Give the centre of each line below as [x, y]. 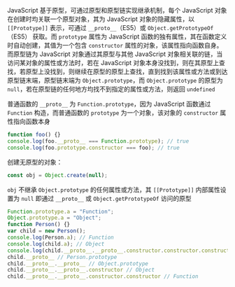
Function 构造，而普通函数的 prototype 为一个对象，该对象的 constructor [113, 113]
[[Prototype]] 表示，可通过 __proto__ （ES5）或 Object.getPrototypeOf [111, 28]
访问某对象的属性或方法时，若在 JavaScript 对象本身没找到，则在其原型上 [113, 63]
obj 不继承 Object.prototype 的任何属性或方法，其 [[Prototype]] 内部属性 [114, 189]
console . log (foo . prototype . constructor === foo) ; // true [93, 148]
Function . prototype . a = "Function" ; [60, 211]
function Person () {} [39, 225]
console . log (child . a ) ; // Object [56, 244]
